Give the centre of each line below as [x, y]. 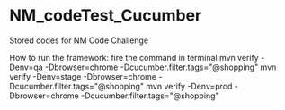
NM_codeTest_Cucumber [106, 16]
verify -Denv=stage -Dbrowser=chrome [83, 76]
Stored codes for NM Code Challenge [79, 40]
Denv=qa [26, 67]
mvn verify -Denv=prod [189, 86]
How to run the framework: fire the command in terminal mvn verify [134, 57]
